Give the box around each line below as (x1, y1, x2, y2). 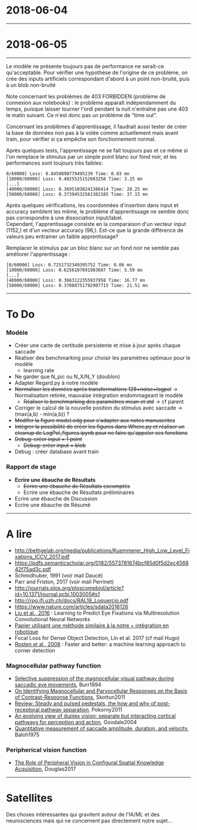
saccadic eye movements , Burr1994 (14, 681, 101, 688)
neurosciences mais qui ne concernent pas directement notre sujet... (6, 817, 172, 824)
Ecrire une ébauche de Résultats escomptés (23, 482, 130, 489)
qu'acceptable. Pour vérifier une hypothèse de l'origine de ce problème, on (6, 69, 188, 76)
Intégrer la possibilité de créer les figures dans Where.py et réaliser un (14, 423, 185, 430)
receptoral (14, 706, 40, 713)
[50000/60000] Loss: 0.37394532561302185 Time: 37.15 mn (6, 191, 148, 197)
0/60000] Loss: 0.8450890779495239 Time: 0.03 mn (6, 171, 130, 176)
